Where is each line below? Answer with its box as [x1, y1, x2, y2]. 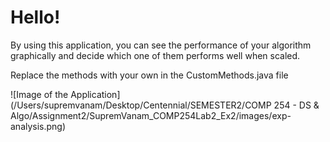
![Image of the [10, 88, 69, 100]
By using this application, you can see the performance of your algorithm [10, 39, 312, 51]
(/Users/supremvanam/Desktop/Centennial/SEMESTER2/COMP [10, 99, 272, 111]
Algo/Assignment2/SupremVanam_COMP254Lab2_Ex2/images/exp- [10, 109, 292, 121]
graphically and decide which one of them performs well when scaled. [10, 49, 301, 61]
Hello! [10, 6, 61, 29]
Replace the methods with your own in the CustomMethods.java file [10, 69, 289, 81]
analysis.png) [10, 120, 67, 132]
